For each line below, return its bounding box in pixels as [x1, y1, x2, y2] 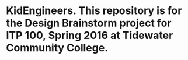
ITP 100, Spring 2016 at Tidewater [6, 29, 173, 42]
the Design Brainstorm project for [6, 16, 172, 30]
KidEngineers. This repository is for [6, 4, 182, 17]
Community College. [6, 41, 109, 55]
